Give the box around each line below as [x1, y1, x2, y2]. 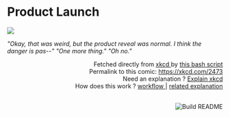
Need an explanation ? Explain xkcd [123, 75, 223, 83]
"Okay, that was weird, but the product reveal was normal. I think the [7, 39, 202, 48]
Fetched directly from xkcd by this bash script [93, 60, 223, 68]
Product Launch [7, 4, 100, 20]
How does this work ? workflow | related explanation [75, 81, 223, 90]
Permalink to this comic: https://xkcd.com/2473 [88, 67, 223, 75]
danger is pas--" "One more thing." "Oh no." [7, 47, 132, 55]
